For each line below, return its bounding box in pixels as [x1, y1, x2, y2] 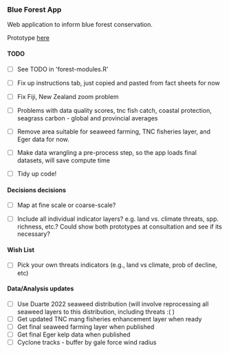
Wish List [7, 246, 34, 254]
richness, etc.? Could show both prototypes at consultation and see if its [17, 222, 222, 231]
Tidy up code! [17, 169, 57, 178]
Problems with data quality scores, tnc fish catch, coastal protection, [17, 106, 212, 114]
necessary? [17, 230, 50, 238]
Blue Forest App [7, 5, 62, 14]
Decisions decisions [7, 186, 67, 194]
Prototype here [7, 34, 50, 42]
